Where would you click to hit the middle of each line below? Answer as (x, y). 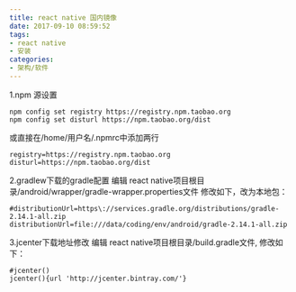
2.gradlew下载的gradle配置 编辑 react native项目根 (103, 180)
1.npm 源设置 (33, 95)
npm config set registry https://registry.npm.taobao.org (120, 112)
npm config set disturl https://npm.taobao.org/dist (110, 119)
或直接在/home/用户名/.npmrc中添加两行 (84, 137)
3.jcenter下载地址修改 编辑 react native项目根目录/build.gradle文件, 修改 (143, 242)
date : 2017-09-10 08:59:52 (60, 26)
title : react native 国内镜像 (63, 18)
